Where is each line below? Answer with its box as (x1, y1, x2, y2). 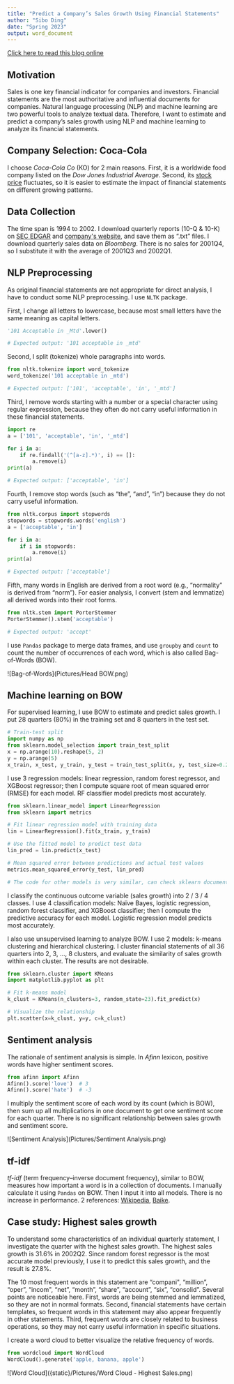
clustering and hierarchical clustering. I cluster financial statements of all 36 (7, 942, 225, 950)
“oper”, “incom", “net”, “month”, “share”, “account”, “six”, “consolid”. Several (7, 1285, 224, 1293)
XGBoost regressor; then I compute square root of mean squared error (7, 781, 210, 789)
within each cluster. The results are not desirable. (7, 957, 149, 965)
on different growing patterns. (7, 186, 93, 194)
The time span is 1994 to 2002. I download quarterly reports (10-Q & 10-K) (7, 224, 221, 232)
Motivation (7, 69, 56, 81)
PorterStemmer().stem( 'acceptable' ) (7, 616, 114, 623)
